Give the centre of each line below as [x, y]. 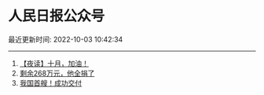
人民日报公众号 [57, 16]
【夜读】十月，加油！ [54, 63]
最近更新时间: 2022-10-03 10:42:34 [66, 39]
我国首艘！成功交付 [51, 82]
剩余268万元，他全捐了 [57, 73]
